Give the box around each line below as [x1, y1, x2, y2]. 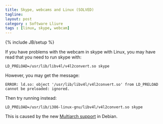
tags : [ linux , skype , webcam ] [5, 26, 70, 31]
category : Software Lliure [5, 21, 63, 26]
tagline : [5, 12, 23, 17]
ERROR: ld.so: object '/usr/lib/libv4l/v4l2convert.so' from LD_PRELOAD [5, 82, 159, 87]
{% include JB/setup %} [5, 39, 54, 45]
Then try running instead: [5, 95, 57, 101]
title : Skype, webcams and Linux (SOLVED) [5, 7, 94, 12]
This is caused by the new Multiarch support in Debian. [5, 114, 118, 120]
